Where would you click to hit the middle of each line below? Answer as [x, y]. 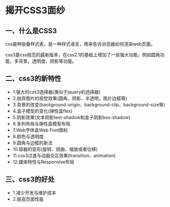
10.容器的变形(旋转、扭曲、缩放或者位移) [55, 149]
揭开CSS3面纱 [35, 10]
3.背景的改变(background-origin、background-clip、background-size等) [89, 104]
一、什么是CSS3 [31, 31]
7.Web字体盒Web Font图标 [40, 130]
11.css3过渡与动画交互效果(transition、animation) [64, 155]
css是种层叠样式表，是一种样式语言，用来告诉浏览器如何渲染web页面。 [80, 44]
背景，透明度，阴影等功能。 [48, 61]
